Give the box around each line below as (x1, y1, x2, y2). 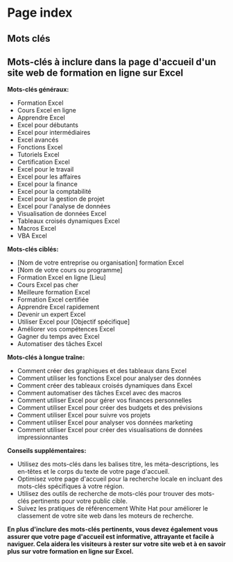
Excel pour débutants (17, 121, 78, 129)
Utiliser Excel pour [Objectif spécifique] (17, 317, 130, 326)
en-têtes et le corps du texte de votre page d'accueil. (17, 468, 170, 476)
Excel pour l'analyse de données (17, 202, 111, 210)
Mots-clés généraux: (7, 85, 69, 94)
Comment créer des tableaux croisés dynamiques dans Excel (17, 381, 193, 390)
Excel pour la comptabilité (17, 188, 92, 196)
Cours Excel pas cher (17, 281, 79, 289)
